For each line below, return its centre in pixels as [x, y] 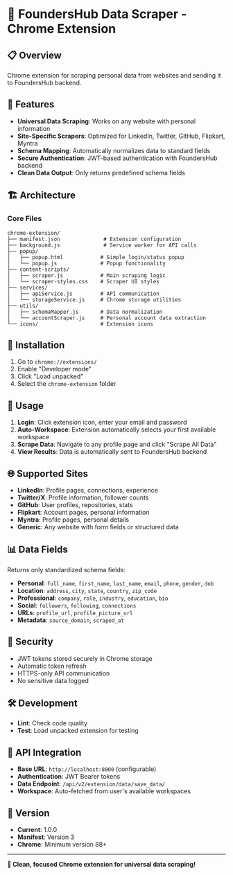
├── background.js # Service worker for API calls [102, 245]
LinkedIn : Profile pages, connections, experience [87, 490]
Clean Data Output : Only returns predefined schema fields [101, 173]
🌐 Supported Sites [48, 474]
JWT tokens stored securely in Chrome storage [85, 658]
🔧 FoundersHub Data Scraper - [97, 14]
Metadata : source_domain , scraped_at [71, 620]
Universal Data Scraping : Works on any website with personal [106, 121]
